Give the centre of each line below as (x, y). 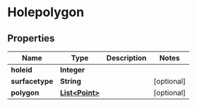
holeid (22, 70)
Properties (31, 38)
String (70, 81)
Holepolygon (46, 12)
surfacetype (32, 81)
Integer (72, 70)
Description (126, 58)
